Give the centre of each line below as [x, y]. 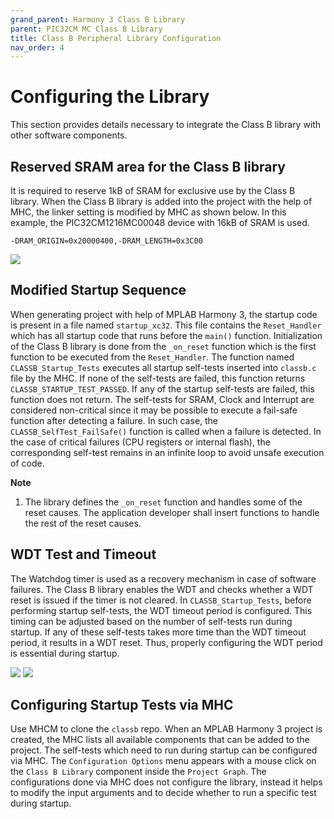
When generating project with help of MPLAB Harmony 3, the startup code [164, 314]
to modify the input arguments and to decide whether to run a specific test [163, 793]
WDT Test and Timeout [83, 554]
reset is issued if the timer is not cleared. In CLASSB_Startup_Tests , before [161, 600]
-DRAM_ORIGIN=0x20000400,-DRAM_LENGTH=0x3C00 [106, 241]
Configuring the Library [110, 97]
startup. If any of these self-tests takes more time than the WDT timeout [158, 632]
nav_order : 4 [37, 47]
